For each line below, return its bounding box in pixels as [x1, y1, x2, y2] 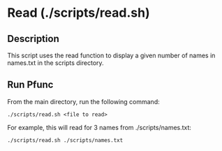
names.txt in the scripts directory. [7, 59, 104, 67]
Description [7, 33, 59, 45]
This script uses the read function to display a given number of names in [7, 51, 216, 59]
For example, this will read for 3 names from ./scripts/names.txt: [7, 123, 192, 131]
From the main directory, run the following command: [7, 97, 160, 106]
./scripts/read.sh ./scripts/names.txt [7, 136, 124, 144]
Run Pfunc [7, 79, 54, 91]
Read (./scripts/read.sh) [7, 5, 150, 21]
